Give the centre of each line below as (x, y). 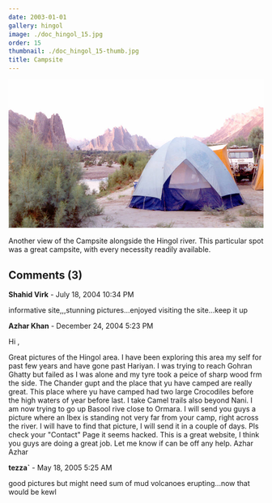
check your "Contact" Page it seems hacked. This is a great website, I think (134, 434)
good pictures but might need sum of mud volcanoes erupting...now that (130, 483)
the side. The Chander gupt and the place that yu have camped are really (130, 383)
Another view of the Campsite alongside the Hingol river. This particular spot (136, 241)
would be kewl (32, 492)
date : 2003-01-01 (38, 17)
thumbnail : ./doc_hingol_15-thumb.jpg (74, 51)
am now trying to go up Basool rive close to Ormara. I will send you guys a (132, 408)
